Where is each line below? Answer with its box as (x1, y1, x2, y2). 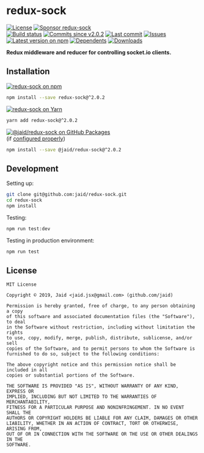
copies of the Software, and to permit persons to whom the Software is (6, 346, 195, 352)
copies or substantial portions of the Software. (6, 372, 136, 379)
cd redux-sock (6, 197, 43, 203)
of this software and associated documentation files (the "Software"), (6, 314, 195, 320)
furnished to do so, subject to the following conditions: (6, 351, 160, 357)
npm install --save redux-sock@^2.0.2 (6, 94, 105, 101)
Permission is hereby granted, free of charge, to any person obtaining (6, 303, 195, 309)
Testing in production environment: (6, 236, 95, 244)
